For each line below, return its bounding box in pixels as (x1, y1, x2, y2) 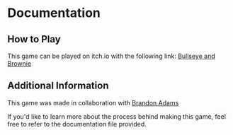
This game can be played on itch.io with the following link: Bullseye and (7, 52, 216, 60)
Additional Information (7, 80, 109, 92)
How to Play (7, 33, 62, 45)
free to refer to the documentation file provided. (7, 119, 147, 128)
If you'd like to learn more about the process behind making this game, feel (7, 112, 227, 121)
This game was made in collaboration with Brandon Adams (7, 98, 179, 107)
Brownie (7, 59, 32, 68)
